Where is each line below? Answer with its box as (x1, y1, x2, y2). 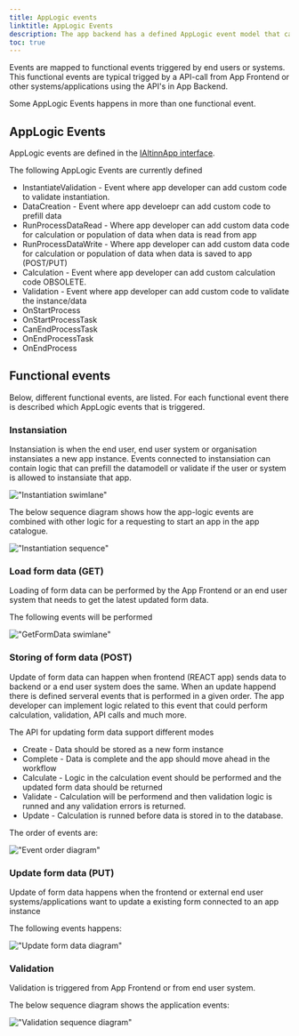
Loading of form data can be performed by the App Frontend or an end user (9, 585, 287, 596)
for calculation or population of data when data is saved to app (21, 248, 253, 259)
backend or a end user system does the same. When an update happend (9, 681, 277, 692)
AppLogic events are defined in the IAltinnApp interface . (9, 148, 215, 158)
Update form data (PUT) (9, 866, 115, 879)
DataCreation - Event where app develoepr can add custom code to (21, 201, 271, 212)
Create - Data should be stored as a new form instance (21, 743, 224, 754)
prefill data (21, 211, 62, 221)
